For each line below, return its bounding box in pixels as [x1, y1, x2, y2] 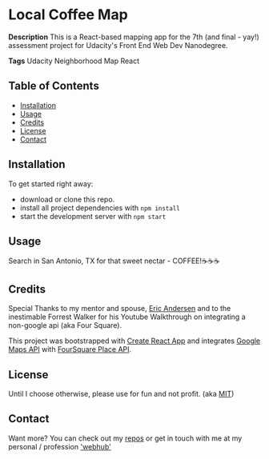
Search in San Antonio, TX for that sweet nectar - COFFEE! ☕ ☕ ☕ [8, 256, 220, 265]
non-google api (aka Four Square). [8, 321, 122, 330]
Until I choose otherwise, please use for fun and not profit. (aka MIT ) [8, 389, 235, 398]
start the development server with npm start [19, 211, 167, 221]
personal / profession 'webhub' [8, 441, 112, 451]
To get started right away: [8, 178, 94, 189]
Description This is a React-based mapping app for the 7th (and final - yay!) [8, 32, 260, 42]
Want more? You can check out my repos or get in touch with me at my [8, 433, 243, 443]
